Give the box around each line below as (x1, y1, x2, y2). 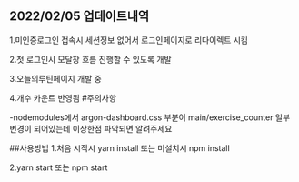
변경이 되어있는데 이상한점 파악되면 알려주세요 (9, 123, 173, 134)
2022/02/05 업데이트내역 (9, 8, 150, 25)
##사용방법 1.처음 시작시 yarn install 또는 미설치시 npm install (9, 142, 230, 153)
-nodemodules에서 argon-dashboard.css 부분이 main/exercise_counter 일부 (9, 112, 291, 123)
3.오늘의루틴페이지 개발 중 (9, 73, 102, 84)
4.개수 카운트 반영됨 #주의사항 (9, 92, 116, 103)
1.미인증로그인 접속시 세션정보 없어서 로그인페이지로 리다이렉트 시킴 (9, 35, 248, 45)
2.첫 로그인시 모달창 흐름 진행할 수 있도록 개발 (9, 54, 172, 65)
